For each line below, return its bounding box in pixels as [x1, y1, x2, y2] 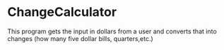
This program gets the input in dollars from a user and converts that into [7, 27, 217, 35]
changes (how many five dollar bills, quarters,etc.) [7, 34, 153, 42]
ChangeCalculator [7, 4, 117, 20]
